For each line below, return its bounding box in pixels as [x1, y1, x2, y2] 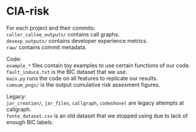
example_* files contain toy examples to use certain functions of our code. [6, 62, 191, 69]
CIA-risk [6, 4, 50, 18]
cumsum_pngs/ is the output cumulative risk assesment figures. [6, 81, 161, 88]
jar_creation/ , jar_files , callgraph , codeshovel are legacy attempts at [6, 99, 184, 107]
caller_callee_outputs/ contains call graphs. [6, 30, 120, 38]
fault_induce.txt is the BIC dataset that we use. [6, 68, 127, 75]
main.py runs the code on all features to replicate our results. [6, 74, 158, 82]
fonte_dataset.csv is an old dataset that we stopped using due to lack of [6, 112, 188, 119]
